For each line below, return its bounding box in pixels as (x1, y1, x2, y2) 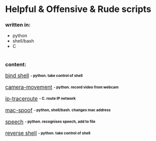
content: (5, 61, 26, 68)
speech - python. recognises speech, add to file (5, 118, 96, 125)
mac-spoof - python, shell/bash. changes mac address (5, 106, 111, 113)
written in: (5, 21, 31, 28)
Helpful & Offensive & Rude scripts (5, 3, 151, 15)
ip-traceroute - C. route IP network (5, 95, 76, 102)
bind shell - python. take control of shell (5, 72, 83, 79)
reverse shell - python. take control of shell (5, 130, 91, 137)
